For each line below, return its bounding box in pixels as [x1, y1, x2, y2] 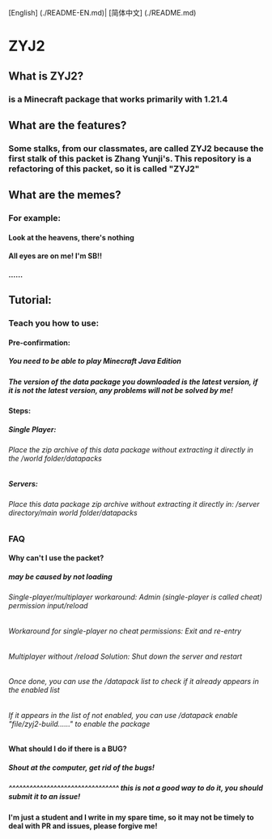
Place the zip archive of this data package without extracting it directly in [8, 445, 253, 455]
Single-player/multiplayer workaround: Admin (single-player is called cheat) [8, 592, 263, 602]
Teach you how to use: [8, 318, 100, 329]
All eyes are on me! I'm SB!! [8, 251, 103, 261]
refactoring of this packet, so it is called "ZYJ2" [8, 162, 200, 174]
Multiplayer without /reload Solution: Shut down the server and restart [8, 651, 243, 661]
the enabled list [8, 685, 61, 695]
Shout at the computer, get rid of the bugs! [8, 763, 155, 772]
